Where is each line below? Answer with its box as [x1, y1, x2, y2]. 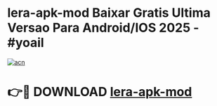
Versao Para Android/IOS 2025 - [7, 20, 199, 36]
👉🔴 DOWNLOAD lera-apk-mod [7, 84, 192, 100]
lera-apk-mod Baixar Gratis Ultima [7, 5, 211, 21]
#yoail [7, 35, 44, 51]
